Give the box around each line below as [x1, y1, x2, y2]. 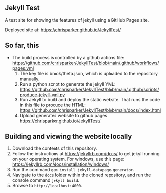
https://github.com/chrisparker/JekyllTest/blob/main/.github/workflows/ [12, 60, 159, 66]
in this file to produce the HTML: [19, 102, 86, 108]
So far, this [5, 41, 39, 50]
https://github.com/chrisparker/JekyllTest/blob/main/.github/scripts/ [19, 86, 159, 92]
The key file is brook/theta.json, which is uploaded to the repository [19, 70, 158, 76]
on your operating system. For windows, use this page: [12, 156, 125, 162]
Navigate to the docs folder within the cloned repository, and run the [12, 172, 151, 178]
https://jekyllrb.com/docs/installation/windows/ [12, 161, 109, 167]
